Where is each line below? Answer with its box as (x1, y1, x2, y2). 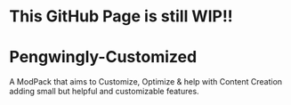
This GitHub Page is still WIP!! (9, 6, 233, 27)
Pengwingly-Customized (9, 47, 198, 68)
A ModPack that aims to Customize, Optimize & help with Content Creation (9, 77, 283, 87)
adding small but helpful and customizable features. (9, 86, 199, 97)
